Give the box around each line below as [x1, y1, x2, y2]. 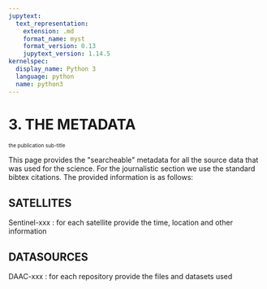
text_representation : [15, 20, 89, 28]
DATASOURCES [8, 250, 88, 264]
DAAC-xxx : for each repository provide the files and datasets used [8, 272, 233, 282]
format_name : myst [23, 34, 85, 43]
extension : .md [23, 27, 75, 35]
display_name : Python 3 [15, 65, 96, 73]
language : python [15, 72, 75, 81]
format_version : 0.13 [23, 42, 96, 50]
